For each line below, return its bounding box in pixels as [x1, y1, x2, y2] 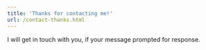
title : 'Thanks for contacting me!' [7, 10, 113, 17]
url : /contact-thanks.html [7, 16, 85, 23]
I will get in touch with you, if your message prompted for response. [7, 35, 200, 43]
